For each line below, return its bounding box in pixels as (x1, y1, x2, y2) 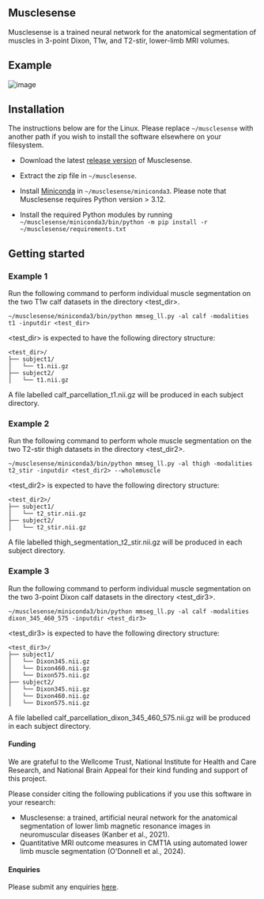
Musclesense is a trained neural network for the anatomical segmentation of (8, 27, 257, 36)
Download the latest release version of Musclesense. (19, 156, 193, 165)
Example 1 (8, 271, 48, 282)
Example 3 (8, 566, 50, 577)
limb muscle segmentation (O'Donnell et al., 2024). (19, 846, 186, 855)
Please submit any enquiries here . (8, 882, 119, 892)
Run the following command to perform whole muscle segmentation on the (8, 436, 252, 446)
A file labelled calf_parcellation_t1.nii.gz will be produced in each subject (8, 390, 243, 400)
